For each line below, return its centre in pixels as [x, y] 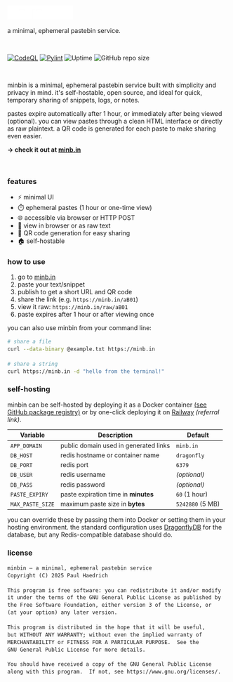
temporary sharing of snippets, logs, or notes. [74, 100]
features [22, 181]
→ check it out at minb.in [44, 150]
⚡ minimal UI [35, 197]
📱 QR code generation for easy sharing [74, 232]
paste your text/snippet [51, 284]
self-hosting [29, 389]
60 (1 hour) [192, 494]
